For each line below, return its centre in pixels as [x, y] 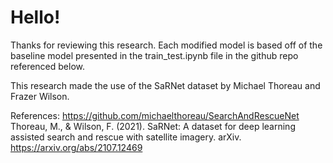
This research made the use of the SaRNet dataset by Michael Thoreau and [165, 85]
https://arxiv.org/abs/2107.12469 [76, 147]
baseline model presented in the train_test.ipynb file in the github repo [154, 55]
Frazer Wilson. [40, 96]
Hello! [35, 17]
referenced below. [47, 66]
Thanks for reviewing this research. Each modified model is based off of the [166, 45]
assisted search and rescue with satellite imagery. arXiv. [126, 137]
